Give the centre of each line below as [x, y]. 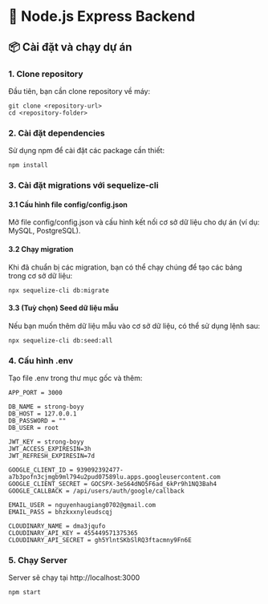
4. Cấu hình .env [41, 360]
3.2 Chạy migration [41, 249]
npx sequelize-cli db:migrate [59, 290]
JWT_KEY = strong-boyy [46, 442]
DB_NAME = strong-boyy [46, 407]
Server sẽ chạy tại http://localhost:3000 [74, 578]
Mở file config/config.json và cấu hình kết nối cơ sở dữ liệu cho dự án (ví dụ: [134, 222]
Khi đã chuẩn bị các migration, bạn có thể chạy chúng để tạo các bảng [125, 267]
